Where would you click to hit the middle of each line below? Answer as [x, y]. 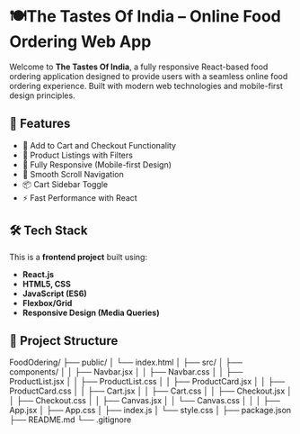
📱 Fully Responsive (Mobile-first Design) [97, 164]
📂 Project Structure [64, 341]
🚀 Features [40, 124]
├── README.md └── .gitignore [71, 420]
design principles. [42, 95]
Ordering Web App [80, 42]
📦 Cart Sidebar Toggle [65, 184]
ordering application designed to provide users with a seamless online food [149, 76]
